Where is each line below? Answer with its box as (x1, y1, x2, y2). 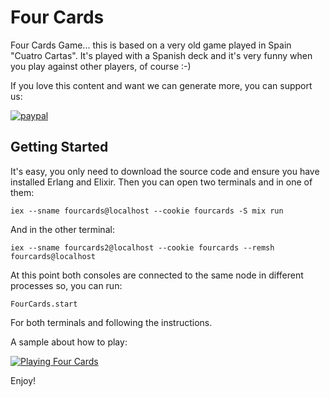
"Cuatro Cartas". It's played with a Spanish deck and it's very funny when (10, 49, 313, 61)
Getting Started (10, 139, 109, 156)
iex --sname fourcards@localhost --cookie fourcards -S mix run (10, 206, 284, 216)
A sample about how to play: (10, 336, 128, 348)
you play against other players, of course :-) (10, 60, 192, 72)
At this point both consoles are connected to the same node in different (10, 269, 304, 281)
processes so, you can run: (10, 279, 123, 291)
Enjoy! (10, 374, 37, 386)
